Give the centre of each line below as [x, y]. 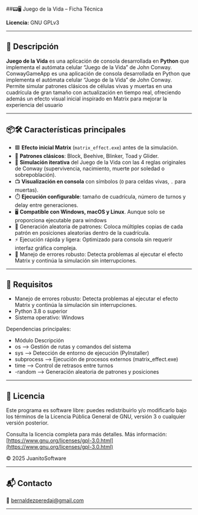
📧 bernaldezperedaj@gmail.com [45, 501]
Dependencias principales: [39, 329]
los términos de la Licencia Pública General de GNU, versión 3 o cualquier [96, 417]
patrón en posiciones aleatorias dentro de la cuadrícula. [82, 232]
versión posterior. [27, 423]
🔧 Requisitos [29, 285]
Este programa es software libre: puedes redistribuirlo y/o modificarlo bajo [96, 410]
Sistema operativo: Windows [49, 318]
